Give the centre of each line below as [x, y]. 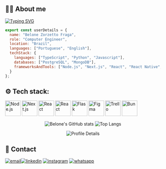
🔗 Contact [21, 149]
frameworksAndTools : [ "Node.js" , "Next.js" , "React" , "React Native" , [88, 67]
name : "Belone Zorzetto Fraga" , [43, 35]
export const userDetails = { [36, 30]
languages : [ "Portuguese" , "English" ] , [51, 48]
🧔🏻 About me [25, 9]
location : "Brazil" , [31, 44]
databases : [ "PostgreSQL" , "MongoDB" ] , [55, 62]
